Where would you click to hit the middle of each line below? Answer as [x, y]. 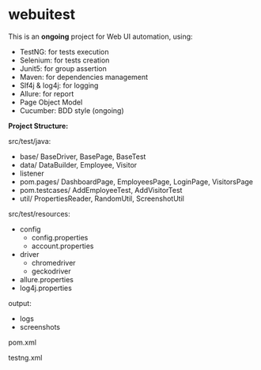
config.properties [60, 237]
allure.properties [46, 279]
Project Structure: [38, 126]
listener [32, 173]
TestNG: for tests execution [64, 51]
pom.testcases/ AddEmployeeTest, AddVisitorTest [101, 190]
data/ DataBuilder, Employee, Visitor [78, 164]
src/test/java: [30, 141]
